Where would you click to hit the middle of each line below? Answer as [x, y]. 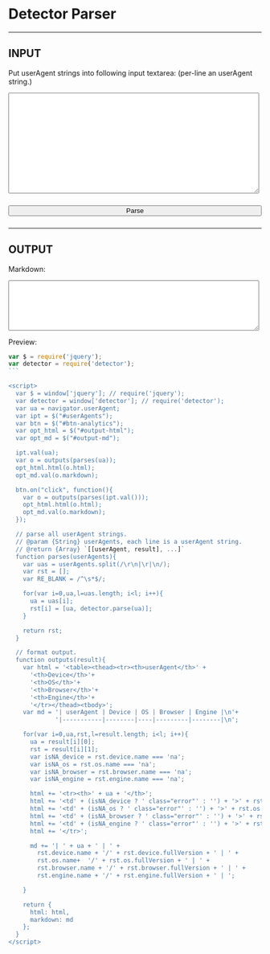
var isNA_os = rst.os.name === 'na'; [93, 764]
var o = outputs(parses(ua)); [66, 461]
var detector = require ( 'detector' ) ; [72, 364]
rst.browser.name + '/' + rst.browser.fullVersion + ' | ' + [142, 868]
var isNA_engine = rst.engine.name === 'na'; [107, 779]
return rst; [43, 631]
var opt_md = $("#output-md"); [68, 438]
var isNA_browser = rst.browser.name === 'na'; [111, 772]
